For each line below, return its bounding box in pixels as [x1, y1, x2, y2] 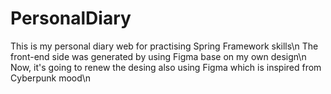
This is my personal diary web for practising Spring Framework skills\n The [10, 40, 319, 52]
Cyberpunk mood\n [10, 72, 92, 84]
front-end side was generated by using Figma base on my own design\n [10, 50, 307, 62]
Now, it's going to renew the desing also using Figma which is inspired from [10, 61, 322, 73]
